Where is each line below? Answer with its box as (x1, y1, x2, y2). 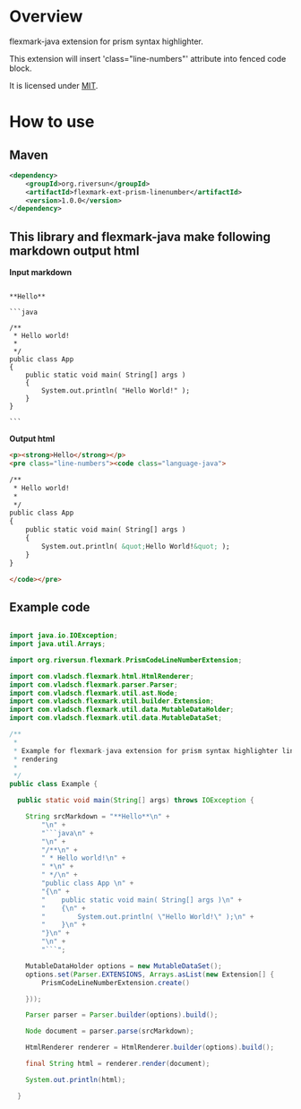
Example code (9, 599, 90, 615)
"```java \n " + (41, 828, 94, 837)
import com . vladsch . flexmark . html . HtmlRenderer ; (9, 671, 194, 680)
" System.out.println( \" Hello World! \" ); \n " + (41, 912, 254, 921)
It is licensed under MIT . (9, 80, 99, 91)
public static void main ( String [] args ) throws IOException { (17, 796, 254, 805)
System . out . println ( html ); (25, 1075, 126, 1084)
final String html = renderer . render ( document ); (25, 1060, 211, 1069)
